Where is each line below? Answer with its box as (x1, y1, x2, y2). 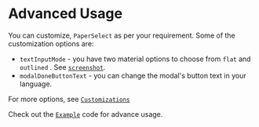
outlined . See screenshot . (19, 62, 106, 71)
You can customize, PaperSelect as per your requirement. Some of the (8, 31, 235, 40)
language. (19, 79, 53, 89)
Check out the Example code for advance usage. (8, 109, 163, 118)
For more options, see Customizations (8, 94, 130, 103)
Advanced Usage (8, 5, 123, 23)
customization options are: (8, 38, 94, 48)
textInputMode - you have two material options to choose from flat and (19, 54, 251, 63)
